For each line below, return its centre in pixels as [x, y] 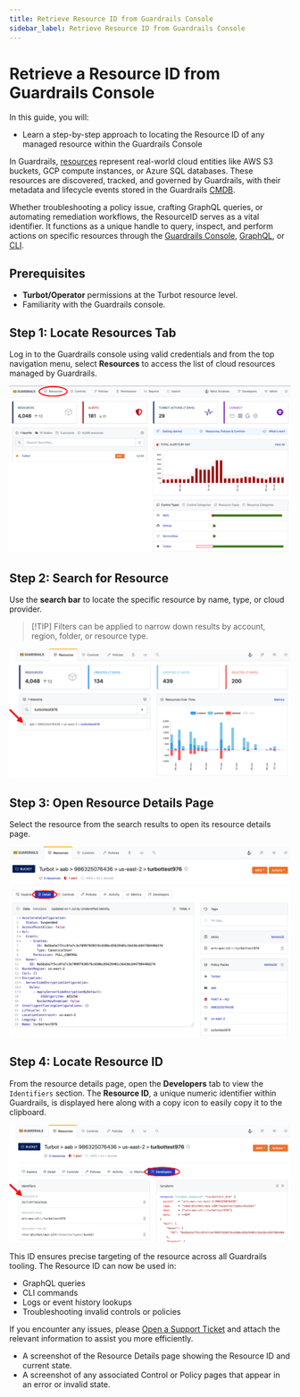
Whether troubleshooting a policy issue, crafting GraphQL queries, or [136, 207]
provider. [26, 609]
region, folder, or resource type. [90, 636]
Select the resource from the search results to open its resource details [140, 825]
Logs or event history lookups [77, 1302]
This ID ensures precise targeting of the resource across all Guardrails [138, 1256]
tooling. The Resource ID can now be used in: [93, 1266]
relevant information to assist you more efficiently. [101, 1338]
